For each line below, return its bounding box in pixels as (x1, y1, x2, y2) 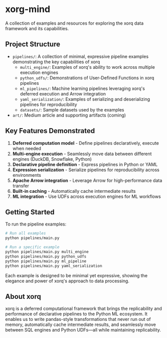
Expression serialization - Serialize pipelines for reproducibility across (12, 167, 159, 173)
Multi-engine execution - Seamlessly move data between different (12, 151, 152, 157)
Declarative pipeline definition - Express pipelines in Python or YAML (12, 161, 158, 167)
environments (12, 172, 41, 178)
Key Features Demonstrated (5, 127, 95, 135)
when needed (12, 145, 41, 151)
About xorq (5, 292, 41, 301)
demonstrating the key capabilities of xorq (12, 59, 100, 65)
